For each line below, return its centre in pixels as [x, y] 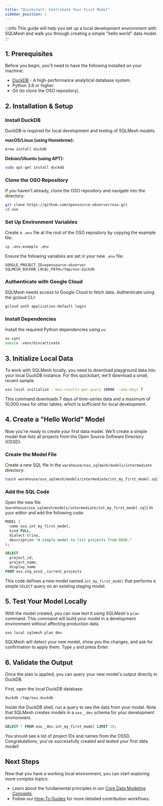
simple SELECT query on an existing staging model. [55, 586]
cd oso [12, 209]
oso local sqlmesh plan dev [34, 633]
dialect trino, [25, 535]
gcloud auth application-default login [46, 306]
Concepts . [22, 793]
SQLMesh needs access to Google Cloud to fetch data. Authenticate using [80, 292]
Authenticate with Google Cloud [44, 281]
